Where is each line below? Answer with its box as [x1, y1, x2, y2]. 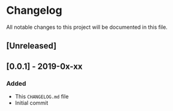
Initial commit [14, 100, 49, 107]
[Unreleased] [6, 41, 57, 51]
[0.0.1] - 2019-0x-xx [6, 61, 83, 71]
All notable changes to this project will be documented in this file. [6, 23, 168, 31]
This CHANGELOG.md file [14, 93, 69, 100]
